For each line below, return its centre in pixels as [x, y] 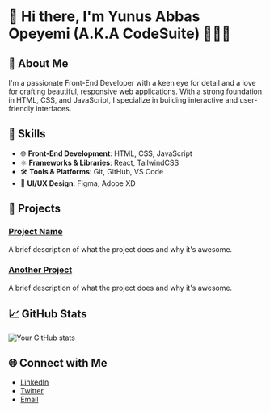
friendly [21, 109]
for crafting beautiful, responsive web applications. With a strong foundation [135, 91]
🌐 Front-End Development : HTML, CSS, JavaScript [106, 153]
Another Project [40, 270]
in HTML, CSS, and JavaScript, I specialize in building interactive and [123, 100]
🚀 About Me [38, 63]
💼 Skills [27, 134]
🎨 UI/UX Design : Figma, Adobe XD [78, 183]
